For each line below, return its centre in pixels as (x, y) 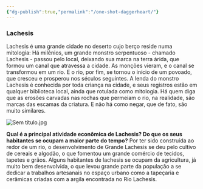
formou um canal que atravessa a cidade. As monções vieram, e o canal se (100, 65)
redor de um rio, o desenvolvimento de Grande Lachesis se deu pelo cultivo (101, 147)
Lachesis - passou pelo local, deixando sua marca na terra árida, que (93, 59)
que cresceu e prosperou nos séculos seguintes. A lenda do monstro (93, 78)
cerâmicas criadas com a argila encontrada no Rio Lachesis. (82, 179)
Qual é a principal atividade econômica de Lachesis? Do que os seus (94, 134)
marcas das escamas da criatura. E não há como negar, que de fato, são (97, 104)
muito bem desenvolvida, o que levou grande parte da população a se (94, 166)
